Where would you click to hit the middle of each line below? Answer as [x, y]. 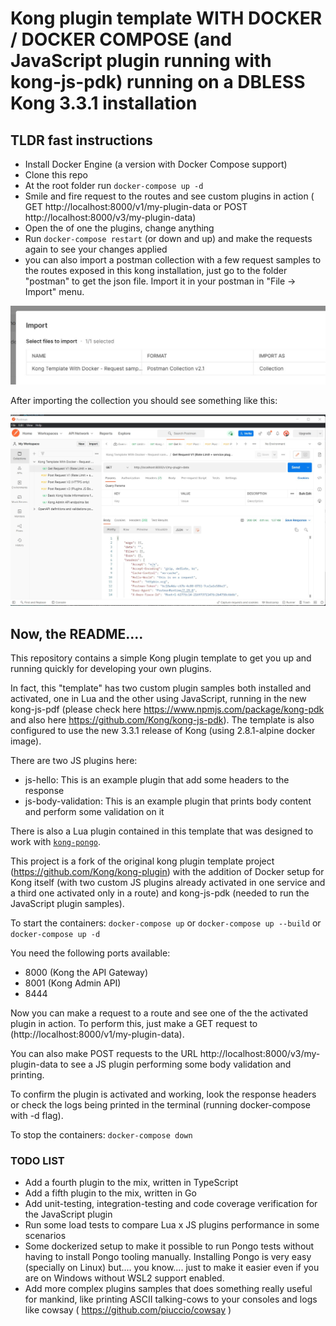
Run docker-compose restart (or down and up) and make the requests [168, 238]
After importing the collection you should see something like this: [144, 400]
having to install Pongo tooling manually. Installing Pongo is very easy [168, 1257]
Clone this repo [56, 175]
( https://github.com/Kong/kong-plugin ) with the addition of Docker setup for [167, 871]
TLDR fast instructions [81, 140]
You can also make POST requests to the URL [104, 1053]
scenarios [45, 1236]
